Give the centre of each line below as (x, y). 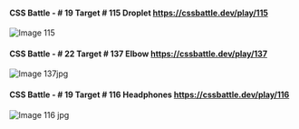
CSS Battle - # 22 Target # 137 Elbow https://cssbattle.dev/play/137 (139, 54)
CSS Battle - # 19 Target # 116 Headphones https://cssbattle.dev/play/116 (149, 94)
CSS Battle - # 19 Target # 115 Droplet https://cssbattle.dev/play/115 (139, 13)
